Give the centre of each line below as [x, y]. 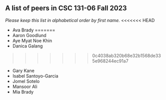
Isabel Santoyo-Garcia [35, 76]
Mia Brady [23, 91]
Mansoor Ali [25, 86]
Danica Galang [27, 46]
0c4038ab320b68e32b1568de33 [126, 55]
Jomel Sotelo [26, 81]
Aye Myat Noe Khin [32, 40]
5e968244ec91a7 [110, 61]
